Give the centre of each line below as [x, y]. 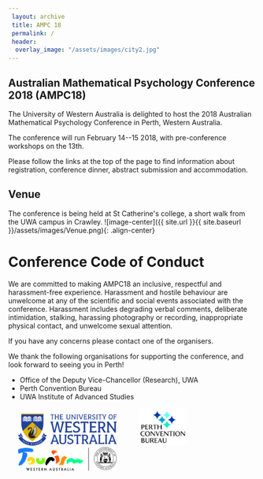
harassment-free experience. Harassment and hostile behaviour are [118, 292]
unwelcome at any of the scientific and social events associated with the [126, 300]
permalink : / [33, 33]
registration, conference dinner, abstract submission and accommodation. [128, 169]
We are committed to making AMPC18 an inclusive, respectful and [115, 284]
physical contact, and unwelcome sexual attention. [91, 325]
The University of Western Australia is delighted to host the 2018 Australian [130, 113]
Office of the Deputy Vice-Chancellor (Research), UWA [109, 380]
